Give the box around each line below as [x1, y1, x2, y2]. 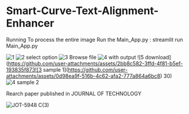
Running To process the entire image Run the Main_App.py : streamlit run [6, 36, 184, 43]
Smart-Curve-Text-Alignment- [6, 4, 159, 18]
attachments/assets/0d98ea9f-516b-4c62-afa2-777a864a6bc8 [6, 72, 161, 79]
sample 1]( [43, 66, 69, 73]
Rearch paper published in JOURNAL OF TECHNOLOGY [6, 90, 142, 97]
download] [145, 53, 171, 61]
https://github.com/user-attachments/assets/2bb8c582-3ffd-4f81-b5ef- [8, 60, 184, 67]
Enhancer [6, 16, 55, 30]
